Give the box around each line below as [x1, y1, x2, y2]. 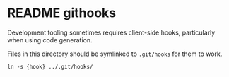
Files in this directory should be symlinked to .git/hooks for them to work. [7, 49, 223, 58]
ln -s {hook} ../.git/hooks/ [7, 63, 93, 70]
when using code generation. [7, 35, 93, 44]
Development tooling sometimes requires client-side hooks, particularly [7, 28, 216, 37]
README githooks [7, 5, 117, 21]
